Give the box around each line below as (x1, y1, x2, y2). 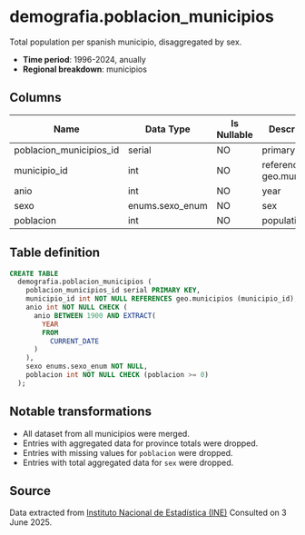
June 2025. (9, 517, 53, 528)
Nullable (216, 128, 253, 141)
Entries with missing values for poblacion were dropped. (22, 447, 233, 458)
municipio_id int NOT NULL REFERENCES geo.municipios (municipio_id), (25, 294, 299, 303)
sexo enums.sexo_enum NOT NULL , (25, 362, 148, 372)
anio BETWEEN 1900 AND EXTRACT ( (33, 311, 156, 320)
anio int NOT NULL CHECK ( (25, 302, 128, 312)
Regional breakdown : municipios (22, 64, 148, 74)
